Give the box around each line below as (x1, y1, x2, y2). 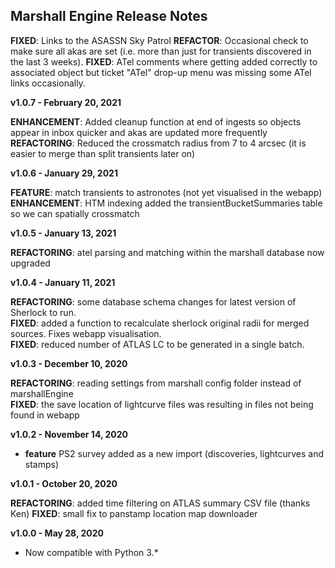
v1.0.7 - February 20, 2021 (10, 96, 122, 108)
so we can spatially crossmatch (10, 207, 140, 219)
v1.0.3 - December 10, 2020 (10, 357, 128, 369)
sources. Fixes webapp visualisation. (10, 327, 162, 339)
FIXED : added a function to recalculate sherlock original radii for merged (10, 317, 310, 329)
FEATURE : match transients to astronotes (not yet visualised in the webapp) (10, 186, 323, 198)
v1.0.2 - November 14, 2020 (10, 428, 128, 440)
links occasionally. (10, 77, 86, 89)
